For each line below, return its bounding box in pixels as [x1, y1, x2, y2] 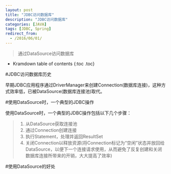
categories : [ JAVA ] [5, 21, 47, 27]
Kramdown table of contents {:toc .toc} [12, 61, 95, 67]
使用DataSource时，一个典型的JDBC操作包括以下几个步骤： [5, 110, 132, 116]
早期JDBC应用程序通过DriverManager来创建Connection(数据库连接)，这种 [5, 82, 162, 88]
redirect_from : [5, 31, 38, 36]
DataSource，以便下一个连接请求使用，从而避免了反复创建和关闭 [25, 146, 162, 152]
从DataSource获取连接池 [25, 121, 78, 127]
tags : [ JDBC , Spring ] [5, 26, 52, 32]
